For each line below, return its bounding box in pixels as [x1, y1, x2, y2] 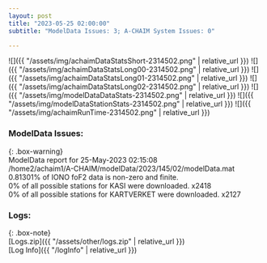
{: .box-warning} [8, 146, 63, 156]
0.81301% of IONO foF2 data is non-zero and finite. [8, 172, 180, 182]
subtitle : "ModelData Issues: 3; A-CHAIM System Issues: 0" [8, 27, 216, 35]
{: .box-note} [8, 227, 51, 237]
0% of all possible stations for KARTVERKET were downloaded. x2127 [8, 189, 241, 199]
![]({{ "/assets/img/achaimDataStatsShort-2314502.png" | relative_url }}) [8, 56, 249, 66]
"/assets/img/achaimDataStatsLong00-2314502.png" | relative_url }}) [19, 65, 250, 74]
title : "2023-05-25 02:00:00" [8, 19, 111, 28]
